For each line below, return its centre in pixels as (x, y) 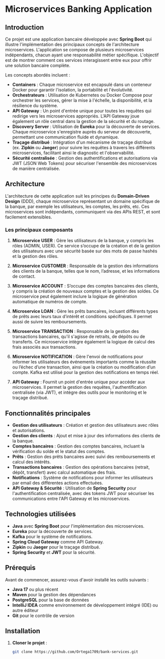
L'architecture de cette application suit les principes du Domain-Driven (77, 196)
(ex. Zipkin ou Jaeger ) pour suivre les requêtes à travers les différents (83, 147)
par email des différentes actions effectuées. (58, 483)
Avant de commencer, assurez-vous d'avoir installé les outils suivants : (77, 579)
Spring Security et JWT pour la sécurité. (54, 552)
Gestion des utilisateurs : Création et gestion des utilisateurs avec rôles (85, 425)
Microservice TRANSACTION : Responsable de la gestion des (76, 331)
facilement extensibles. (29, 217)
